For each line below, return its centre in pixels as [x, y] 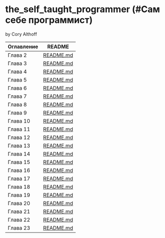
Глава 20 [19, 203]
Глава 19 [19, 195]
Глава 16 [19, 170]
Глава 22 [19, 220]
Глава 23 [19, 228]
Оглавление [23, 47]
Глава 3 [17, 63]
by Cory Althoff [21, 34]
